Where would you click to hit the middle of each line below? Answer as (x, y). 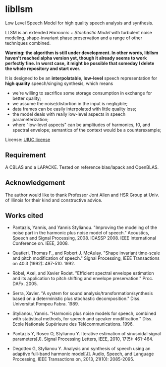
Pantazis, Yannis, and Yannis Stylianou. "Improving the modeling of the (84, 227)
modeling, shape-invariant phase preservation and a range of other (74, 38)
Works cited (24, 215)
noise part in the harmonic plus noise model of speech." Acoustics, (81, 233)
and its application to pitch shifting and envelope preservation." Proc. (83, 279)
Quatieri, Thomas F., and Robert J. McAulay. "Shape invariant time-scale (86, 253)
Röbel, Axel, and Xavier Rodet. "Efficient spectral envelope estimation (83, 273)
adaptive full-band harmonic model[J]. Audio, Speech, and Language (83, 354)
